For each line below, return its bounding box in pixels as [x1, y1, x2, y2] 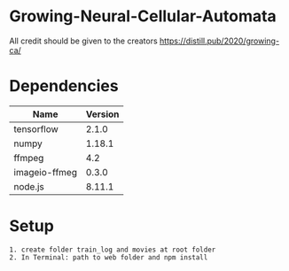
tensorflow [13, 122, 59, 135]
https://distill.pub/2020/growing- [159, 35, 280, 46]
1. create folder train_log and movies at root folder [9, 245, 216, 254]
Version [85, 108, 120, 120]
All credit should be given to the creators [9, 35, 158, 46]
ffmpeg [13, 151, 44, 164]
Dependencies [9, 76, 119, 97]
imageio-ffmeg [13, 166, 78, 178]
